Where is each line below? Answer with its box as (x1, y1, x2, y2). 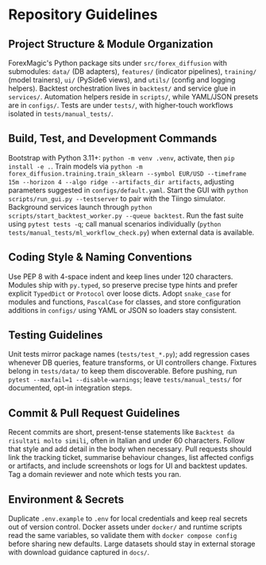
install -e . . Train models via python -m (8, 161, 143, 171)
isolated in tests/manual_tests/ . (8, 109, 114, 118)
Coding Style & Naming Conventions (8, 250, 192, 264)
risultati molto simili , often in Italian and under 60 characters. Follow (8, 435, 245, 446)
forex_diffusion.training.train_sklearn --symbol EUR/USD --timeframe (8, 169, 247, 178)
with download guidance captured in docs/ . (8, 548, 150, 557)
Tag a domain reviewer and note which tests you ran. (8, 470, 182, 479)
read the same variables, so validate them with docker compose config (8, 531, 237, 540)
